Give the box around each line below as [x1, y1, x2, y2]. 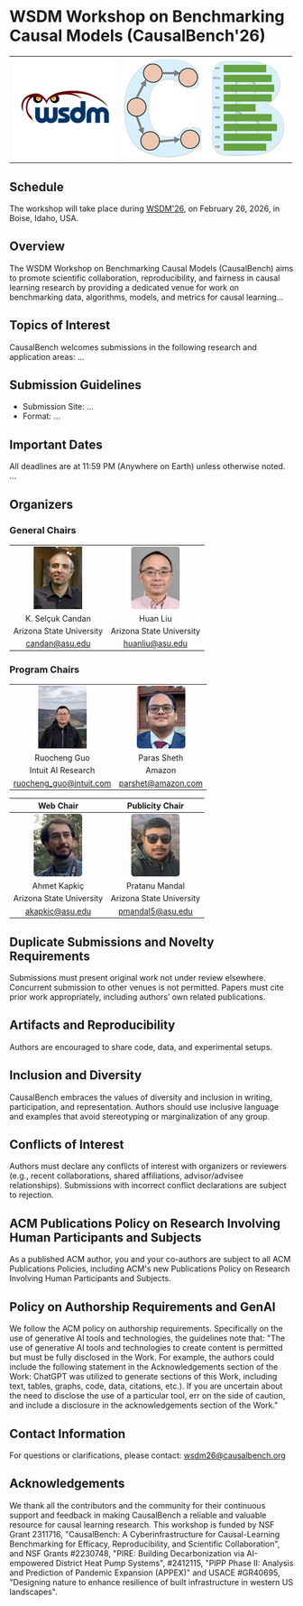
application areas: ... [9, 351, 85, 362]
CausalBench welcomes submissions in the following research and [9, 341, 257, 353]
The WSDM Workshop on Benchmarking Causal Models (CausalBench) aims [9, 263, 294, 273]
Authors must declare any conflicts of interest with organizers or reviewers [9, 1161, 287, 1172]
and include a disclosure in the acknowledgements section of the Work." [9, 1400, 279, 1411]
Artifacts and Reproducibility [9, 1018, 176, 1033]
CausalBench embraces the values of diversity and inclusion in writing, [9, 1092, 273, 1103]
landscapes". [9, 1586, 59, 1597]
